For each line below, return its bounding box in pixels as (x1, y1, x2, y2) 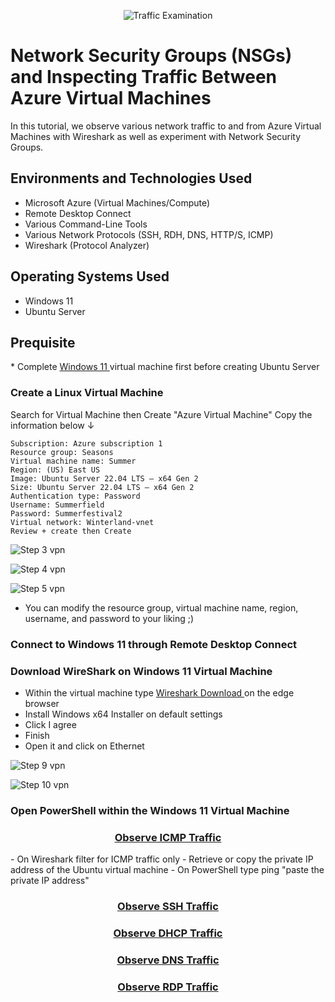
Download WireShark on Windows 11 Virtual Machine (10, 664, 273, 678)
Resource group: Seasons (10, 447, 114, 457)
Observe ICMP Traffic (114, 830, 222, 844)
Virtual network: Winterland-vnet (10, 517, 155, 527)
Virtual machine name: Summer (10, 456, 137, 466)
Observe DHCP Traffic (113, 926, 223, 940)
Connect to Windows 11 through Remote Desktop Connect (10, 637, 298, 651)
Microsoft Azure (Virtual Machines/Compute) (24, 196, 211, 209)
